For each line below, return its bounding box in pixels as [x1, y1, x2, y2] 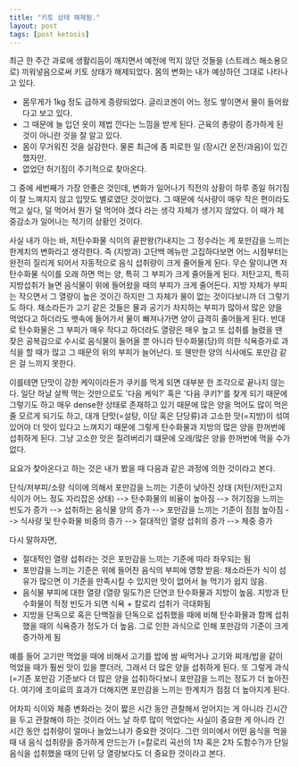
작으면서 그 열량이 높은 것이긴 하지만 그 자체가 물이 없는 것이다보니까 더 [18, 291, 266, 302]
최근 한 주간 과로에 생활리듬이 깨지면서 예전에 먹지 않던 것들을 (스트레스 [9, 55, 257, 66]
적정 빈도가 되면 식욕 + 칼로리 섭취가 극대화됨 [53, 598, 212, 609]
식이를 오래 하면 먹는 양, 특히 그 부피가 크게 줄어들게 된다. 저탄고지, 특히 [39, 269, 290, 280]
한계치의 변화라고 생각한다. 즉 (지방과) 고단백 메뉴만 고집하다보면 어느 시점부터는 [9, 247, 289, 257]
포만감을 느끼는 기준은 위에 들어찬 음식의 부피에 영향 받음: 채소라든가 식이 [21, 565, 278, 576]
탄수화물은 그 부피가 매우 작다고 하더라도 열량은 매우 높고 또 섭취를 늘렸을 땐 [18, 324, 283, 335]
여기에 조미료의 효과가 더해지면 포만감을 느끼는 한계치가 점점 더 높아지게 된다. [21, 685, 290, 695]
